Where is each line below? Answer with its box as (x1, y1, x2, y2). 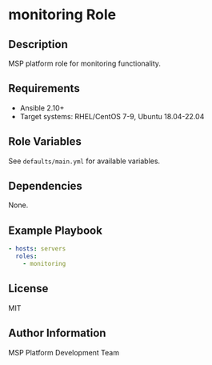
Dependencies (8, 179, 82, 193)
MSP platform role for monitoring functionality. (8, 58, 162, 68)
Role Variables (8, 134, 82, 149)
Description (8, 38, 68, 51)
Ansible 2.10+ (19, 102, 65, 113)
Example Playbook (8, 223, 102, 237)
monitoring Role (8, 6, 117, 24)
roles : (15, 252, 38, 261)
